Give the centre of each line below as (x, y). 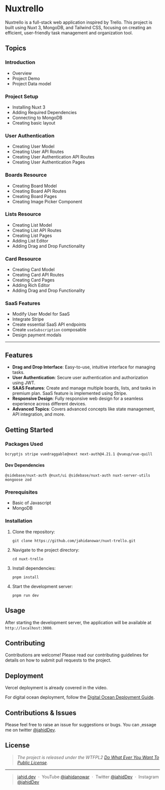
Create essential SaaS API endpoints (49, 324)
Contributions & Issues (41, 713)
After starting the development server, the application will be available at (78, 622)
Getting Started (29, 430)
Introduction (20, 62)
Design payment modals (37, 335)
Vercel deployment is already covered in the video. (56, 688)
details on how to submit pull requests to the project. (58, 660)
